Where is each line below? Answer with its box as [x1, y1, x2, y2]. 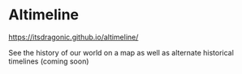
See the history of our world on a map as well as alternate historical [8, 47, 234, 57]
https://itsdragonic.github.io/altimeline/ [8, 32, 139, 42]
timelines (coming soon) [8, 56, 89, 66]
